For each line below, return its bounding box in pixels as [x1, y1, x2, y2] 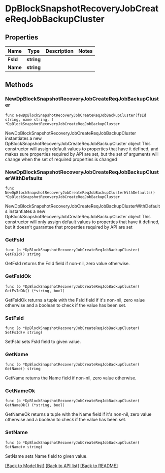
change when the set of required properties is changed [5, 156, 117, 162]
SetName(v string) [5, 444, 43, 449]
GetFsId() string [5, 252, 41, 257]
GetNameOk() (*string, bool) [5, 403, 65, 408]
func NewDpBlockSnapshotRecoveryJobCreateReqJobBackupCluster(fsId [5, 113, 147, 118]
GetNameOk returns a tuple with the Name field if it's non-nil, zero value [5, 411, 152, 417]
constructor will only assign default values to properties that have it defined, [5, 219, 160, 225]
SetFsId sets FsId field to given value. [5, 338, 81, 344]
